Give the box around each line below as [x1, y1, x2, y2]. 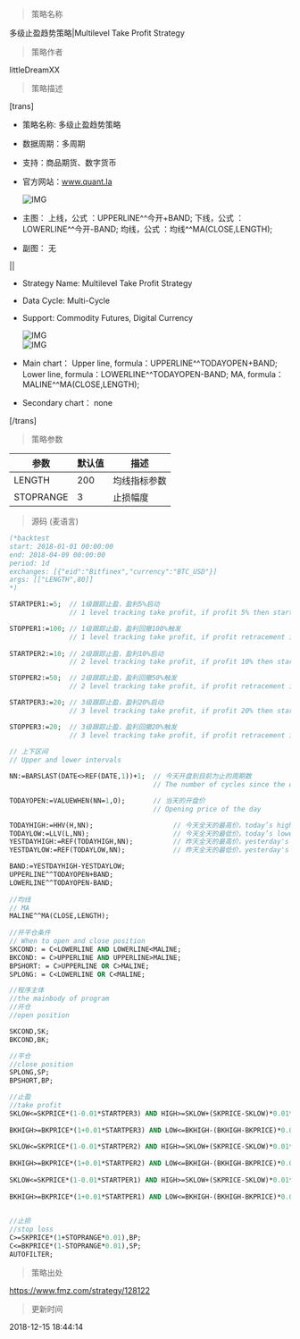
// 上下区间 [9, 747, 49, 756]
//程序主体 [9, 986, 45, 995]
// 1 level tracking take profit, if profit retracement [69, 632, 286, 642]
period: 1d [9, 559, 50, 568]
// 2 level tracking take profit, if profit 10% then [69, 657, 274, 667]
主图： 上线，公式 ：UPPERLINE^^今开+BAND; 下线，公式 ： [21, 213, 245, 223]
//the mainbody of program [9, 994, 110, 1004]
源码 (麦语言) [30, 516, 79, 526]
